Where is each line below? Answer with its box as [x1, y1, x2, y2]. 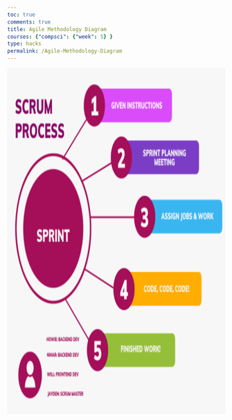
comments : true [7, 18, 51, 26]
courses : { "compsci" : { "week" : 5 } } [7, 33, 113, 40]
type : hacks [7, 40, 42, 48]
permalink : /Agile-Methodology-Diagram [7, 48, 123, 55]
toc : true [7, 11, 36, 18]
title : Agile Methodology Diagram [7, 26, 107, 33]
